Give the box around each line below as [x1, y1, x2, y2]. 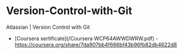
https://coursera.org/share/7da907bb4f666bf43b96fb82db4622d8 [14, 41, 177, 48]
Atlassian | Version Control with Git [6, 23, 90, 31]
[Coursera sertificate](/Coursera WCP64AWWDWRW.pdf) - [14, 35, 158, 42]
